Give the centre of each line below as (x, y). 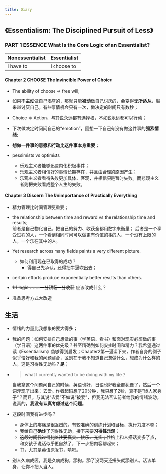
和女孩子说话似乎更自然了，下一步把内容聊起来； (70, 443)
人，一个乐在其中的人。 (36, 241)
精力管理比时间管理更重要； (41, 207)
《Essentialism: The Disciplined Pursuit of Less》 (79, 31)
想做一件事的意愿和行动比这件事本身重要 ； (56, 145)
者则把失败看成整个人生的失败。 (52, 184)
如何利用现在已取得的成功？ (48, 261)
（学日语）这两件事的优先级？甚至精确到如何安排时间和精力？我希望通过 (86, 345)
